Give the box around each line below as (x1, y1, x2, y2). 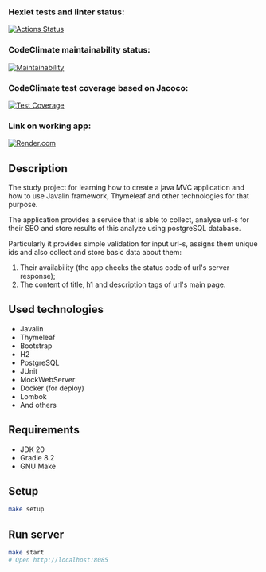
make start (8, 549, 45, 557)
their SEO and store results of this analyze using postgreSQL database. (8, 224, 241, 233)
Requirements (8, 423, 80, 437)
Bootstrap (19, 341, 53, 351)
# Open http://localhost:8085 (8, 556, 109, 564)
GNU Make (19, 461, 57, 471)
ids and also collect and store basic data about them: (8, 248, 182, 257)
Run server (8, 527, 65, 541)
